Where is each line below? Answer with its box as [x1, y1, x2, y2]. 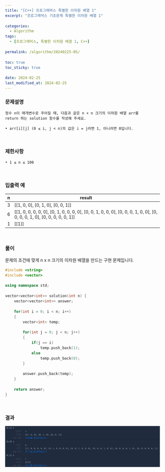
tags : [5, 34, 16, 39]
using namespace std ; [5, 283, 50, 288]
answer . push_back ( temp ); [23, 372, 74, 377]
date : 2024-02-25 [5, 75, 41, 81]
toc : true [5, 60, 26, 65]
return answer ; [14, 387, 45, 392]
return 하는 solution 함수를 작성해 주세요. [5, 116, 86, 121]
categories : [5, 24, 29, 29]
